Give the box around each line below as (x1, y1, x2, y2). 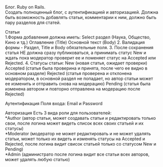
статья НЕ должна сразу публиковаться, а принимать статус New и (5, 50, 146, 56)
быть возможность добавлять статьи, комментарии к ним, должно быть (5, 15, 157, 20)
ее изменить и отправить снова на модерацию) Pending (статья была (5, 81, 151, 87)
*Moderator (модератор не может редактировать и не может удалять (5, 131, 151, 136)
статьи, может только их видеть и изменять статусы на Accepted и (5, 136, 145, 142)
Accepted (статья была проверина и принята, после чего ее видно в (5, 65, 148, 71)
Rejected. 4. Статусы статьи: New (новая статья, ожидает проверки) (5, 60, 147, 66)
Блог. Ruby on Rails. (5, 4, 45, 10)
